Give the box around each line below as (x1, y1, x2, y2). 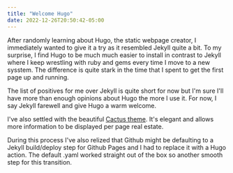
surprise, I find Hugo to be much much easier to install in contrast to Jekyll (7, 50, 222, 59)
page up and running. (7, 73, 70, 81)
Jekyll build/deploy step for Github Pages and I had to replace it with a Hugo (7, 143, 227, 151)
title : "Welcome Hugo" (7, 10, 73, 17)
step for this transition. (7, 158, 72, 166)
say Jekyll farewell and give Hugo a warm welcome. (7, 101, 157, 110)
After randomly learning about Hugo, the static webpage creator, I (7, 36, 197, 44)
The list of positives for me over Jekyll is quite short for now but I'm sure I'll (7, 86, 224, 95)
